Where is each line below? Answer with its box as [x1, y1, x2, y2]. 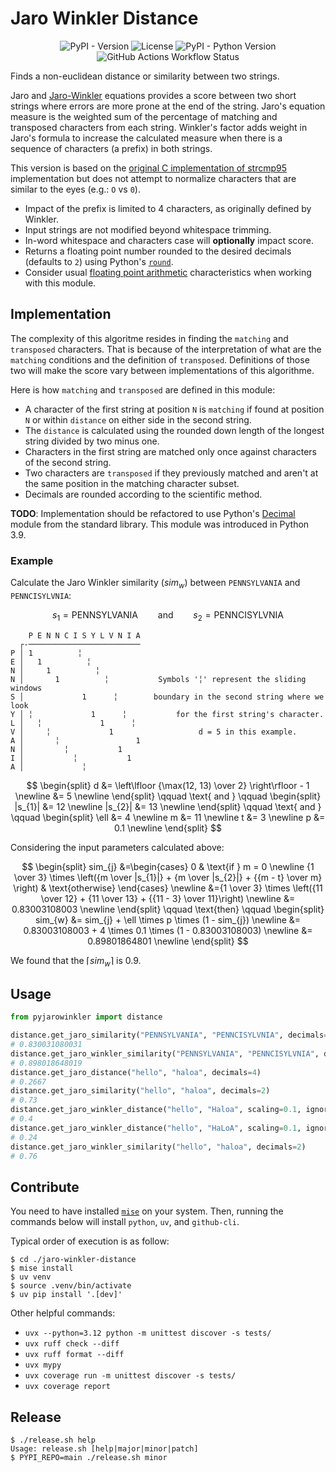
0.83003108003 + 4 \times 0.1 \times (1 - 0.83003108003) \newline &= [23, 924, 313, 936]
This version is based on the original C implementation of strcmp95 [10, 162, 288, 174]
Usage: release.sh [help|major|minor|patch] [10, 1444, 199, 1454]
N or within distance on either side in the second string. [24, 413, 252, 426]
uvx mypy [24, 1360, 62, 1371]
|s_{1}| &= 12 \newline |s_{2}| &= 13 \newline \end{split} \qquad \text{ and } [14, 800, 322, 812]
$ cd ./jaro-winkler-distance [10, 1255, 137, 1265]
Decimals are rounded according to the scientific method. [24, 488, 263, 500]
